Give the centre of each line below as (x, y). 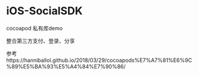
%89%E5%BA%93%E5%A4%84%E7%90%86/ (66, 66)
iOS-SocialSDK (45, 11)
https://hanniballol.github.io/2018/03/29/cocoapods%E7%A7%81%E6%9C (99, 60)
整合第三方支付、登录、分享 (41, 40)
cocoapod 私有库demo (35, 28)
